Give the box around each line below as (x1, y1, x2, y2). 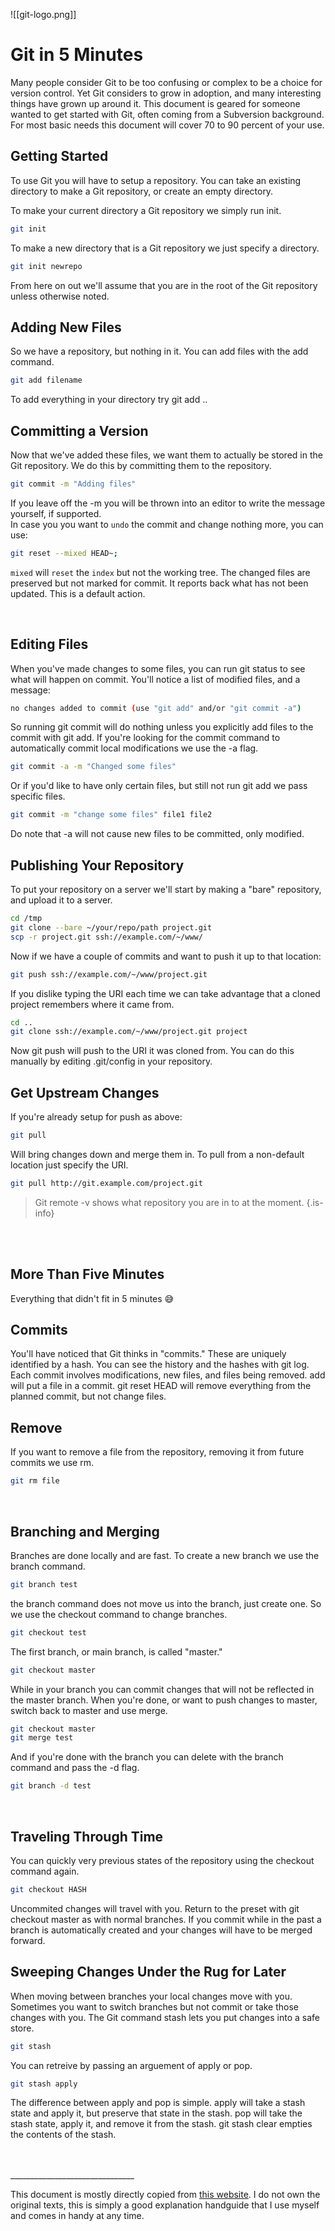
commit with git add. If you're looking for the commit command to (10, 732, 281, 744)
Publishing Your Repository (10, 857, 185, 874)
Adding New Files (10, 319, 122, 336)
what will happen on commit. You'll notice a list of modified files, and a (10, 673, 301, 685)
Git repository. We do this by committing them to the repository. (10, 460, 272, 471)
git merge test (10, 1733, 74, 1743)
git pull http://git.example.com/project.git (10, 1178, 203, 1188)
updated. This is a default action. (10, 587, 146, 599)
